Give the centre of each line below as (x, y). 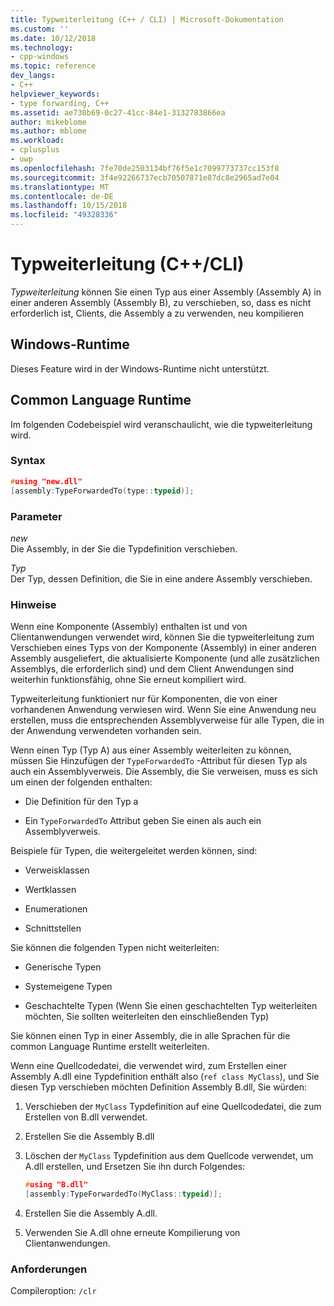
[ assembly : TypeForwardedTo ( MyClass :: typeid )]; (123, 1194)
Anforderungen (49, 1269)
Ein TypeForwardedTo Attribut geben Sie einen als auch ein (143, 821)
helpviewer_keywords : (55, 94)
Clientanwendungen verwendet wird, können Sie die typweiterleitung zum (162, 637)
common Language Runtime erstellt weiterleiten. (110, 1047)
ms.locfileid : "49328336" (64, 215)
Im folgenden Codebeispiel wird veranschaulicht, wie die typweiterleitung (161, 424)
